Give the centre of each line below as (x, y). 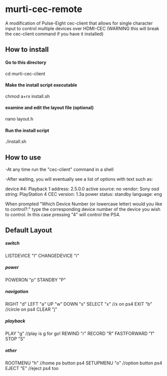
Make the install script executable (41, 85)
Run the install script (27, 130)
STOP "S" (15, 339)
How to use (23, 157)
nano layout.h (19, 118)
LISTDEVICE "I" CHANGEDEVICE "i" (42, 256)
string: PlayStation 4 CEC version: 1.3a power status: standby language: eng (83, 194)
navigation (17, 291)
